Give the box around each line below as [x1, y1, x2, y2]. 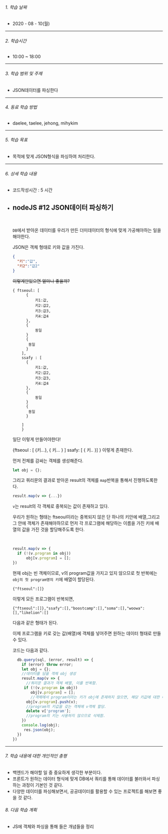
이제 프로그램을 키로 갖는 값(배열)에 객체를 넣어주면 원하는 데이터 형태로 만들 [12, 630, 161, 636]
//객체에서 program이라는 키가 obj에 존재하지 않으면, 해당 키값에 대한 [30, 694, 160, 700]
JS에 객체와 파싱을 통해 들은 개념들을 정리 [12, 823, 94, 829]
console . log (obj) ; [21, 723, 60, 728]
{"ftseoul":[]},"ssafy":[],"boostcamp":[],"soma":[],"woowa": [12, 605, 145, 611]
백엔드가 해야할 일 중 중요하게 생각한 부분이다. [12, 769, 102, 775]
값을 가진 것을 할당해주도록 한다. [21, 527, 85, 533]
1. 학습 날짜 [5, 4, 27, 10]
